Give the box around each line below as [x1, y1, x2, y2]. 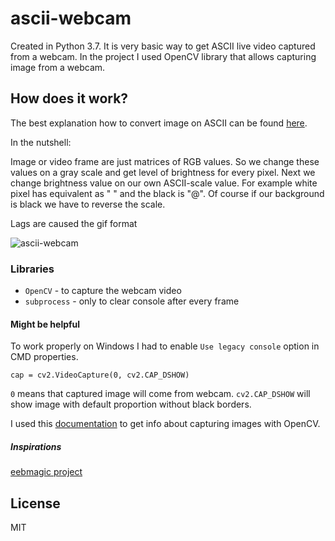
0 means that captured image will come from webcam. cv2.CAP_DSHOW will [10, 388, 311, 400]
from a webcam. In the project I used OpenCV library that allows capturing [10, 50, 317, 62]
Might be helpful [10, 318, 81, 330]
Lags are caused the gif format [10, 217, 138, 229]
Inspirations [10, 440, 62, 452]
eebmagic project [10, 466, 83, 478]
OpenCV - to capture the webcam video [24, 285, 182, 297]
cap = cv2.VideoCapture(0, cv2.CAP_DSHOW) [10, 370, 190, 381]
